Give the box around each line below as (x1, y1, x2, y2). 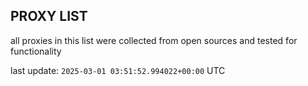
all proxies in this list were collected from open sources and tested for (10, 34, 298, 46)
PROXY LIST (10, 8, 88, 25)
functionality (10, 45, 62, 57)
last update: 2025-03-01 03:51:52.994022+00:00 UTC (10, 64, 226, 76)
